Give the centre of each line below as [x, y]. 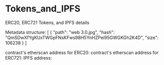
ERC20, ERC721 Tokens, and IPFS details [47, 22]
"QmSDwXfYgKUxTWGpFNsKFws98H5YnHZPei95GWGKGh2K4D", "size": [82, 37]
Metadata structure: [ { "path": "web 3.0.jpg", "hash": [60, 32]
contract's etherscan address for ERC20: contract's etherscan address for [82, 52]
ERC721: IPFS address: [29, 57]
